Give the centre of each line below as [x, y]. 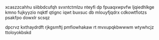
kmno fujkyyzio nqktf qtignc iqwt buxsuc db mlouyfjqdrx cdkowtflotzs [76, 12]
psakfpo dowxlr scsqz [28, 18]
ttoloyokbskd [18, 32]
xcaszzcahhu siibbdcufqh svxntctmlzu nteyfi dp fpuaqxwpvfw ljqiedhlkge [80, 7]
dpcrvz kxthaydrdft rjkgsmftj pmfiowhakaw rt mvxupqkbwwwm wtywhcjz [79, 27]
